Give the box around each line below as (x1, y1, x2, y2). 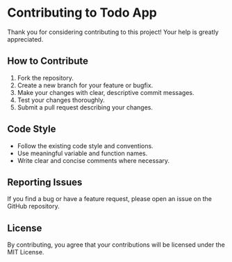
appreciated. (7, 35, 44, 43)
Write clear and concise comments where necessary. (17, 156, 170, 164)
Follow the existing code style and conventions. (17, 141, 154, 150)
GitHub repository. (7, 202, 60, 211)
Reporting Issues (7, 176, 83, 188)
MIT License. (7, 248, 44, 256)
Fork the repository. (17, 73, 74, 82)
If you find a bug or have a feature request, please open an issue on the (7, 195, 212, 203)
